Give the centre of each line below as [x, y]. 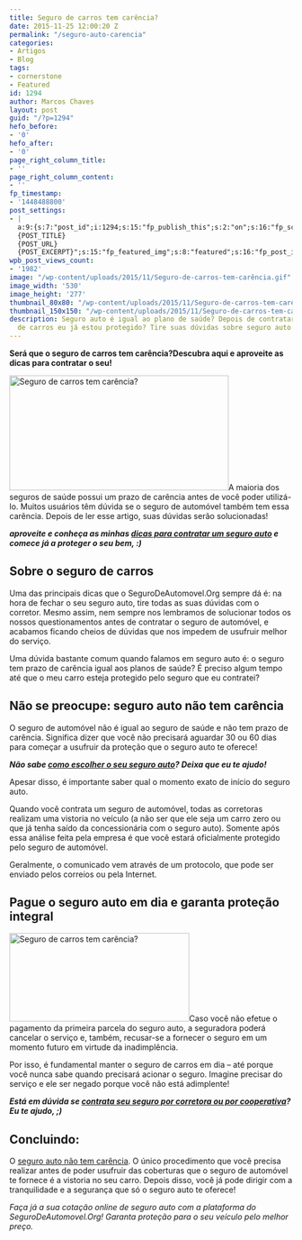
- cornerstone [36, 77]
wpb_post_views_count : [52, 261]
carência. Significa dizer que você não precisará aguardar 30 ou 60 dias [143, 737]
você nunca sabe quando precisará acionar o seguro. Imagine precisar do [146, 1074]
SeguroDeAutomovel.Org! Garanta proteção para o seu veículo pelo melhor [149, 1217]
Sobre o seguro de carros [82, 572]
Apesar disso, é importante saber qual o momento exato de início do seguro [150, 781]
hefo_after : [31, 143]
